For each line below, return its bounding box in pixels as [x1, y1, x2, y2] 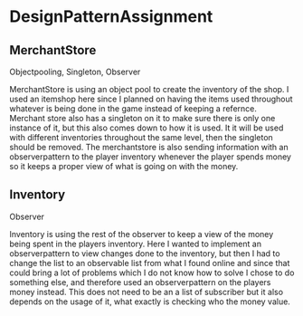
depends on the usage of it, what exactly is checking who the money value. [9, 296, 291, 307]
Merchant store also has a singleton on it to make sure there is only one [9, 113, 276, 123]
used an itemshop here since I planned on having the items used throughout [9, 93, 293, 104]
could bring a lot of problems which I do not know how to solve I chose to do [9, 267, 295, 278]
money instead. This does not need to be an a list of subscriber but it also [9, 286, 283, 297]
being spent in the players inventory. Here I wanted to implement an [9, 238, 262, 249]
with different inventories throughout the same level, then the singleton [9, 132, 273, 142]
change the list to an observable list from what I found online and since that [9, 257, 290, 268]
